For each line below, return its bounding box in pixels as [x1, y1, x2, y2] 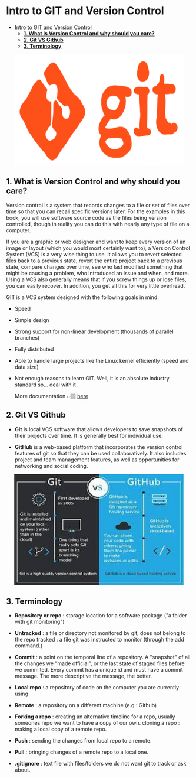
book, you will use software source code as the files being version [6, 214, 167, 221]
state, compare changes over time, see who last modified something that [6, 263, 184, 270]
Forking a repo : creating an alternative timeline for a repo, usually [14, 713, 175, 720]
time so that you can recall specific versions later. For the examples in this [6, 208, 185, 215]
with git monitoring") [14, 619, 65, 626]
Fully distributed [14, 346, 54, 353]
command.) [14, 642, 43, 649]
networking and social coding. [14, 462, 88, 469]
